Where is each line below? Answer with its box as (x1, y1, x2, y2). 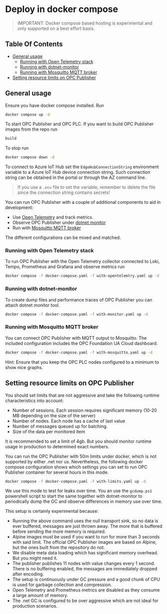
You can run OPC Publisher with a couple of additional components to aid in (5, 199, 161, 205)
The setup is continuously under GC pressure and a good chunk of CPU (12, 576, 161, 582)
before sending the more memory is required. (12, 528, 106, 534)
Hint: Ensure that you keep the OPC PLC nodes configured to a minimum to (5, 359, 160, 365)
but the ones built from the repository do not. (12, 544, 105, 550)
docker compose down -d (5, 155, 55, 160)
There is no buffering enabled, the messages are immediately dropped (12, 566, 158, 572)
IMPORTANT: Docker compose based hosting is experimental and (17, 20, 153, 26)
